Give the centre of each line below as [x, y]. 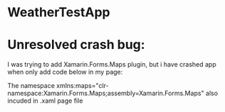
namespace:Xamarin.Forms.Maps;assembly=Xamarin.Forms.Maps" [106, 94]
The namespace [31, 86]
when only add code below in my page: [65, 72]
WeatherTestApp [59, 12]
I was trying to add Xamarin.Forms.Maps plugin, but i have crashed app [112, 65]
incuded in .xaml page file [45, 101]
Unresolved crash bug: [76, 45]
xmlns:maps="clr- [83, 86]
